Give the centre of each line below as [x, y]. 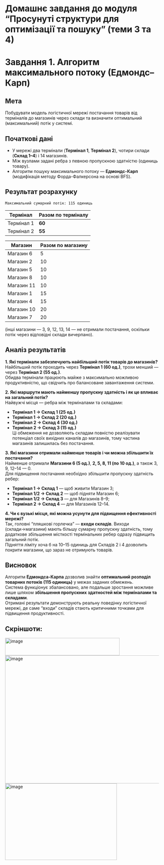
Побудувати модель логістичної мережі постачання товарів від [71, 113]
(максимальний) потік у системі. [39, 124]
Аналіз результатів [35, 350]
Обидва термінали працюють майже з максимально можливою [72, 377]
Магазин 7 [20, 317]
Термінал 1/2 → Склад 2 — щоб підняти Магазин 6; [66, 494]
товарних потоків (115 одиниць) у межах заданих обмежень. [69, 582]
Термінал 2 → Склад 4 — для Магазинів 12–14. [61, 504]
